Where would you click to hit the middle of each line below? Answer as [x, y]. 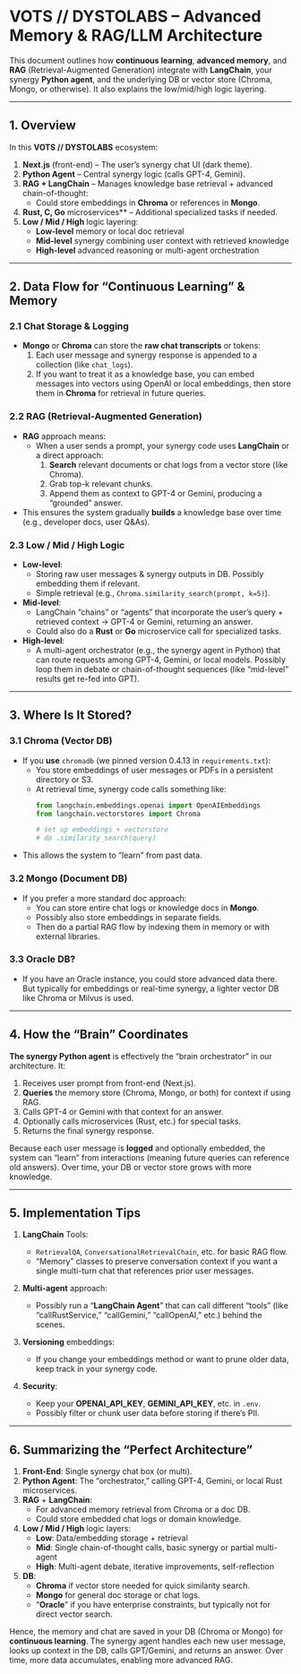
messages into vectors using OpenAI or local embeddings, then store [163, 384]
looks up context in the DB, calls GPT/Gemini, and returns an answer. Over [146, 1651]
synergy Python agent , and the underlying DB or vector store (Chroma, [141, 79]
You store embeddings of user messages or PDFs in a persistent [154, 770]
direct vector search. [74, 1614]
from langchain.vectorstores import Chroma [118, 814]
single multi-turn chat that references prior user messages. [145, 1271]
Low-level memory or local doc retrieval [110, 231]
